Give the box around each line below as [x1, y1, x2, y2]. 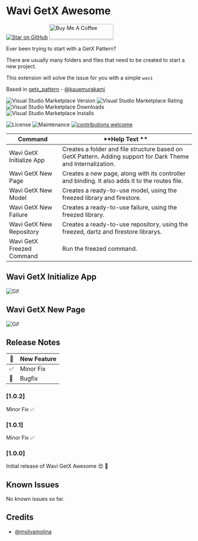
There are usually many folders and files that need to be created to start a [6, 56, 185, 63]
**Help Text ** [103, 135, 148, 143]
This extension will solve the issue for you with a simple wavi [6, 74, 153, 81]
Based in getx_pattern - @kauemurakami [6, 86, 105, 93]
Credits [6, 512, 34, 523]
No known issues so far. [6, 496, 65, 503]
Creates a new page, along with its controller [62, 169, 186, 178]
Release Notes [6, 337, 61, 347]
